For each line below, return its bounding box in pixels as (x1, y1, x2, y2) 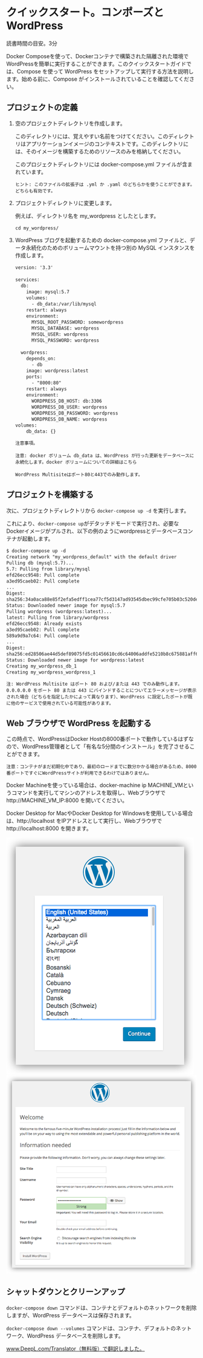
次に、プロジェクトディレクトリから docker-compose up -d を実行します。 (6, 507, 190, 514)
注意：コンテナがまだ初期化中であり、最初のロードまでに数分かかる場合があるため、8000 (6, 764, 197, 770)
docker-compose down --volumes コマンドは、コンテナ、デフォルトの (6, 1324, 176, 1332)
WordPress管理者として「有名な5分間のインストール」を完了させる (22, 743, 190, 750)
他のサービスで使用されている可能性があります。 (10, 700, 114, 706)
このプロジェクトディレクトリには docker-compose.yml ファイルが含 (14, 160, 188, 167)
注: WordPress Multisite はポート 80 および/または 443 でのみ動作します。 (6, 681, 182, 687)
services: (14, 277, 40, 283)
